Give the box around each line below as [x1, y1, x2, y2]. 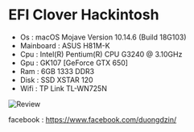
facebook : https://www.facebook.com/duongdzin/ [8, 114, 177, 124]
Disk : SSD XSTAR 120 [19, 75, 94, 85]
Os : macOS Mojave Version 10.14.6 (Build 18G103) [19, 32, 187, 42]
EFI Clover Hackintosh [8, 6, 159, 24]
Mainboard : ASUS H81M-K [19, 40, 110, 50]
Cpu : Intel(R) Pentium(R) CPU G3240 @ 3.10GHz [19, 49, 183, 59]
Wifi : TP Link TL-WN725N [19, 83, 107, 93]
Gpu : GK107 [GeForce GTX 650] [19, 58, 129, 68]
